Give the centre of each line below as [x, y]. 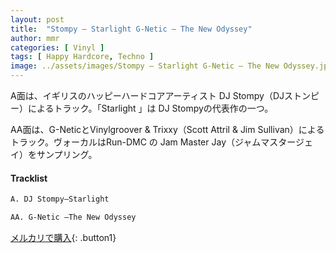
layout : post [37, 19]
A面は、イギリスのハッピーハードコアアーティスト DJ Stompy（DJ [147, 95]
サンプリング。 [67, 154]
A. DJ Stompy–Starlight [60, 199]
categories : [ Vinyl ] [57, 47]
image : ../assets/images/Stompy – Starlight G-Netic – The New [145, 66]
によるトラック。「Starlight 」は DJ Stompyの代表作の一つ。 [150, 108]
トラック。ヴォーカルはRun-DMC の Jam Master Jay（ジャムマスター [153, 142]
